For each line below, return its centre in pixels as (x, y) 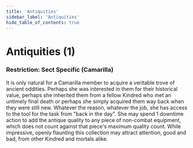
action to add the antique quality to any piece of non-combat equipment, (94, 120)
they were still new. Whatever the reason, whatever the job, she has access (97, 107)
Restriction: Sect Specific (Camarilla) (60, 70)
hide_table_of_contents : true (43, 22)
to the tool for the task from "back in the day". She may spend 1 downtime (95, 114)
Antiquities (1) (41, 51)
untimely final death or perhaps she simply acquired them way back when (95, 101)
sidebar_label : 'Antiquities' (43, 17)
